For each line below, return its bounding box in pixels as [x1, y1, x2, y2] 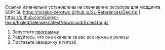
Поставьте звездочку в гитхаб [12, 39, 77, 45]
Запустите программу [12, 29, 59, 34]
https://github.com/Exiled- [5, 15, 59, 20]
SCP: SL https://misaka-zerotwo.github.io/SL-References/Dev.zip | [5, 9, 141, 15]
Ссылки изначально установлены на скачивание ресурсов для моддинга [5, 4, 161, 10]
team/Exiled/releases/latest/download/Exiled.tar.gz [5, 19, 109, 25]
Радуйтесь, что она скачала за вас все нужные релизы [12, 34, 129, 40]
